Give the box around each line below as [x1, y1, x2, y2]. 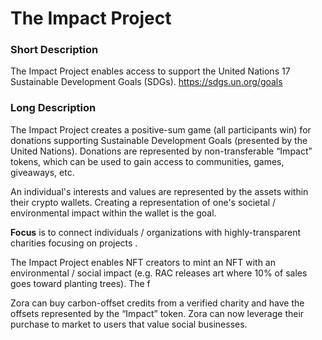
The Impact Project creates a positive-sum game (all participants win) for [10, 123, 312, 136]
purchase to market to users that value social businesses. [10, 318, 248, 330]
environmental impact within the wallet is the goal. [10, 207, 217, 219]
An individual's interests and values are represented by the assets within [10, 185, 309, 197]
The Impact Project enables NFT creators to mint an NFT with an [10, 256, 276, 268]
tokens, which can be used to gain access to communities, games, [10, 155, 285, 167]
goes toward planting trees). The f [10, 277, 151, 289]
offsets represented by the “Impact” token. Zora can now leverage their [10, 307, 305, 319]
